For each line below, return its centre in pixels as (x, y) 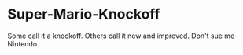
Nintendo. (24, 43)
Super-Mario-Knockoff (84, 14)
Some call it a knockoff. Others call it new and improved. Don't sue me (121, 36)
